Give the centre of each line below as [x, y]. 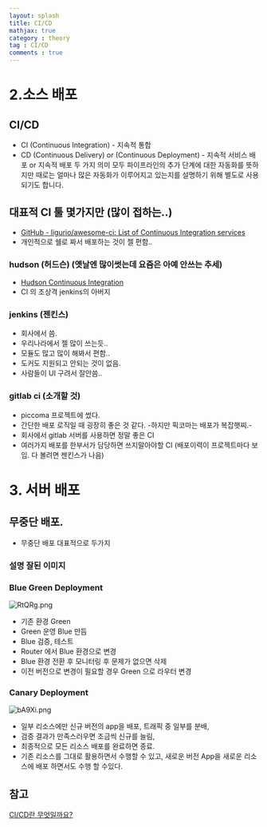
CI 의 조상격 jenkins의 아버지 [65, 292]
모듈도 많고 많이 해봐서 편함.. [65, 353]
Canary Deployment [49, 692]
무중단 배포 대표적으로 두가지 [65, 543]
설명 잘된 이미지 [37, 566]
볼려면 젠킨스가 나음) [72, 455]
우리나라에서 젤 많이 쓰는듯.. [64, 344]
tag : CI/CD [29, 46]
